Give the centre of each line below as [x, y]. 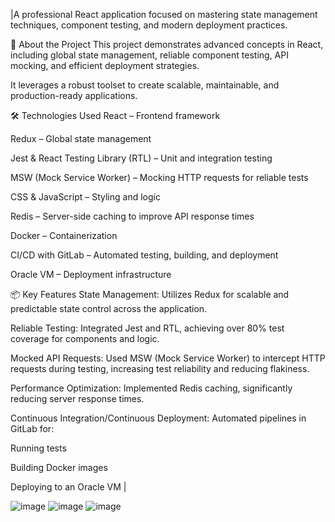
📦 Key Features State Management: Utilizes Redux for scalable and [150, 294]
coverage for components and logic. [85, 338]
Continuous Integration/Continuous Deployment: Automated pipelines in [158, 418]
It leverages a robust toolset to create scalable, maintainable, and [145, 85]
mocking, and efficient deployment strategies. [105, 65]
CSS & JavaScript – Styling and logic [85, 197]
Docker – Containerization [64, 235]
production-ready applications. [74, 95]
